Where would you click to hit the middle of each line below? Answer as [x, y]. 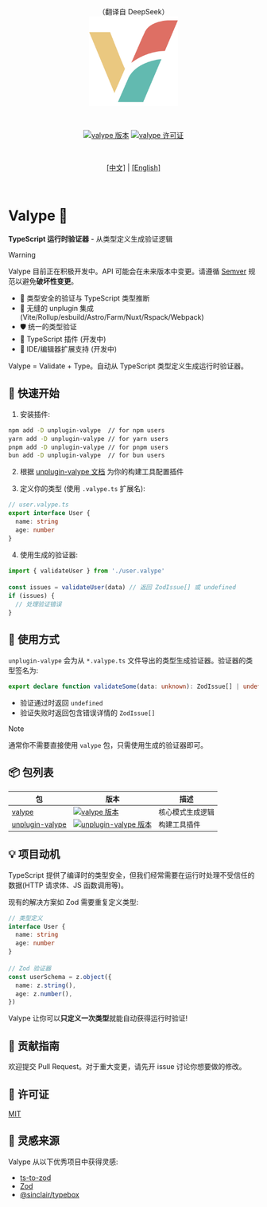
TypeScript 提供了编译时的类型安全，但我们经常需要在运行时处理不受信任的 [132, 875]
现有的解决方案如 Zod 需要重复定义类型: [74, 902]
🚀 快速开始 [34, 393]
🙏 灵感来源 [34, 1141]
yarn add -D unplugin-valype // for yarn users [89, 438]
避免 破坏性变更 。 [50, 281]
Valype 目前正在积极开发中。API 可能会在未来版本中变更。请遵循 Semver [128, 271]
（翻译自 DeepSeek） [133, 12]
